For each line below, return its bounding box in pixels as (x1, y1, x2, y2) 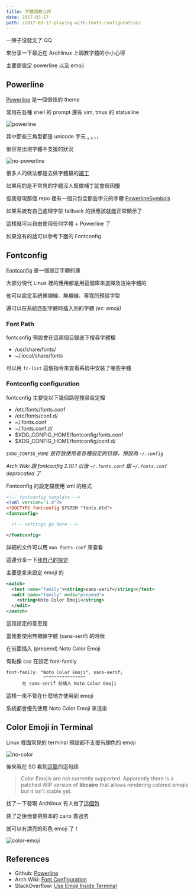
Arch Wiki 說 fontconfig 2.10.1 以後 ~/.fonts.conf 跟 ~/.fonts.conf (6, 462, 167, 469)
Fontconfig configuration (6, 379, 80, 388)
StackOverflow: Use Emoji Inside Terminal (14, 883, 117, 890)
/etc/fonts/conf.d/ (14, 412, 58, 419)
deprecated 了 (6, 470, 41, 477)
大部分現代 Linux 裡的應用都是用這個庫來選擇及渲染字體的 (6, 280, 147, 286)
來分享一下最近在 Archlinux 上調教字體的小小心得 (6, 49, 125, 56)
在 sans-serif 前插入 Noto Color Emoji (21, 681, 117, 687)
